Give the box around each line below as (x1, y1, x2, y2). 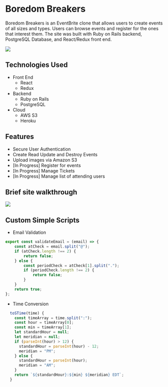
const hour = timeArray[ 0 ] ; (14, 320, 74, 325)
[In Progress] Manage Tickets (12, 167, 75, 174)
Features (5, 132, 34, 141)
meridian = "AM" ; (18, 363, 56, 368)
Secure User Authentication (12, 146, 71, 152)
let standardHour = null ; (14, 330, 70, 335)
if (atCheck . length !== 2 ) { (14, 249, 76, 254)
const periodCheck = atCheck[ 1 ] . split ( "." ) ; (23, 263, 120, 268)
